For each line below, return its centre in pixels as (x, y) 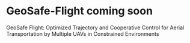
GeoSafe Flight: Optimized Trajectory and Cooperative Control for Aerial (95, 27)
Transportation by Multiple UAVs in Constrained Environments (83, 33)
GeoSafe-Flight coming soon (80, 11)
